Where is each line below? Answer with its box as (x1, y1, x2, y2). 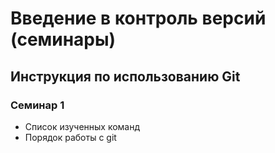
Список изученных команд (24, 120, 141, 132)
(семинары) (10, 28, 117, 51)
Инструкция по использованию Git (10, 68, 241, 85)
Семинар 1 (10, 98, 65, 112)
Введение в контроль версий (10, 7, 267, 30)
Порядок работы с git (24, 131, 117, 143)
